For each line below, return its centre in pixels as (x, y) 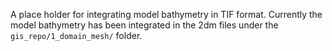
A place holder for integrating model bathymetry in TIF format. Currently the (166, 14)
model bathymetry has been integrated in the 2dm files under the (144, 25)
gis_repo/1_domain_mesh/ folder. (76, 35)
